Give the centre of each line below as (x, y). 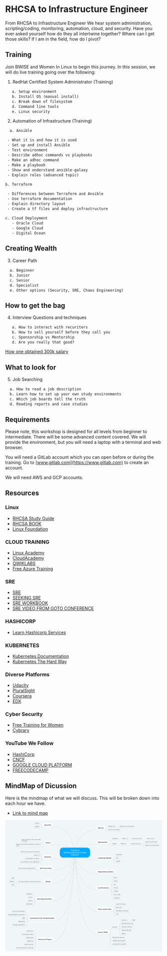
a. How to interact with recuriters (50, 327)
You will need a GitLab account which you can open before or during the (80, 457)
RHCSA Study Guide (33, 518)
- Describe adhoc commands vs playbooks (50, 155)
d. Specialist (24, 285)
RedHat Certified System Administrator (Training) (63, 81)
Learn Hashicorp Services (39, 632)
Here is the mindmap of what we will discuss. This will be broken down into (82, 798)
